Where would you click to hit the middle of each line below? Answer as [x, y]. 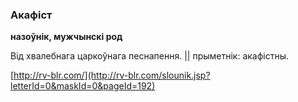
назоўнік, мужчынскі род [66, 37]
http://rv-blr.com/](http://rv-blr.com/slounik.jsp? [112, 75]
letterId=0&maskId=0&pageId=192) [83, 86]
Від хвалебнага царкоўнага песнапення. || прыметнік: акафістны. [150, 56]
